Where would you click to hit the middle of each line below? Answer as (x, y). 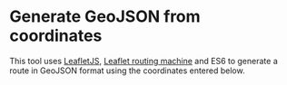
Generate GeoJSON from (105, 17)
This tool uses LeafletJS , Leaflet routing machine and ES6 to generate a (144, 61)
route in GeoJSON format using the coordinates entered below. (127, 71)
